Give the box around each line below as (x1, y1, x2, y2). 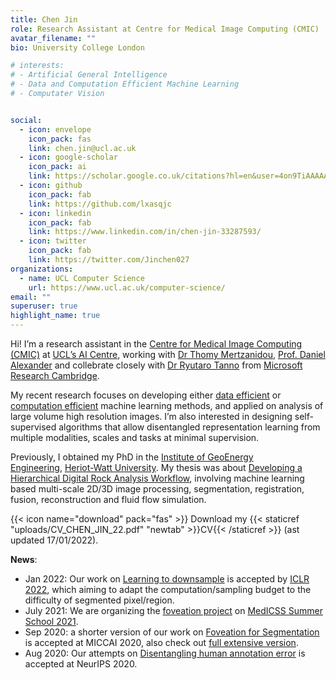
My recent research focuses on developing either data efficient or (10, 389, 282, 401)
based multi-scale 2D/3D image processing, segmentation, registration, (10, 483, 305, 495)
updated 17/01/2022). (10, 534, 99, 546)
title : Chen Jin (10, 14, 78, 25)
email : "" (10, 292, 52, 302)
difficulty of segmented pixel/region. (24, 594, 175, 606)
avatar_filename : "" (10, 33, 97, 43)
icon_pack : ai (28, 162, 87, 172)
